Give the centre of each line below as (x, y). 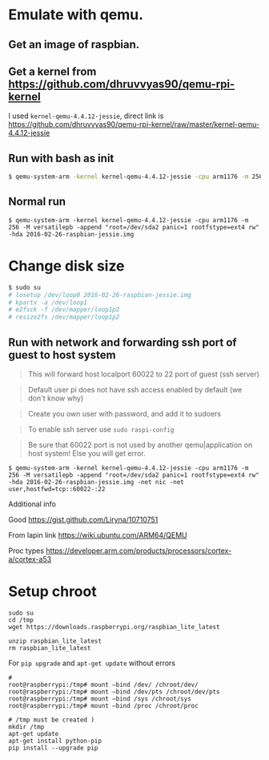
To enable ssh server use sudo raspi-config (101, 429)
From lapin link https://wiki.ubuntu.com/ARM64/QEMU (98, 535)
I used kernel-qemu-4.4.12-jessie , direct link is (86, 116)
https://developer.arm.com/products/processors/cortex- (139, 551)
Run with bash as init (61, 158)
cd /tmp (21, 620)
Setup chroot (53, 592)
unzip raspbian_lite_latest (55, 641)
